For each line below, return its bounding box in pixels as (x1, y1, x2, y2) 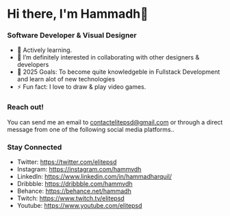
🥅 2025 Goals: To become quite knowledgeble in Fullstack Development (16, 68, 220, 76)
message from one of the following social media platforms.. (7, 125, 175, 133)
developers (16, 61, 49, 69)
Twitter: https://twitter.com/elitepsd (16, 158, 117, 166)
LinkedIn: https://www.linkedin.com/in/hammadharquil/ (16, 172, 172, 180)
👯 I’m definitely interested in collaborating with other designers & (16, 53, 200, 62)
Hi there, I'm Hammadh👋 (7, 6, 149, 22)
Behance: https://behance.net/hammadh (16, 187, 131, 195)
